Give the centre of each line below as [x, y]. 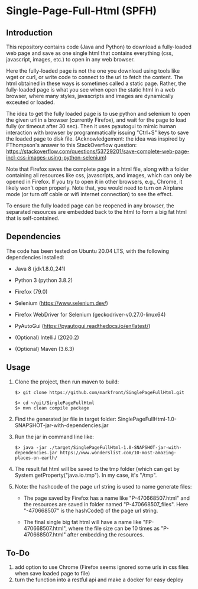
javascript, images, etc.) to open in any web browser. [70, 59]
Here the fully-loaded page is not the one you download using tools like [93, 71]
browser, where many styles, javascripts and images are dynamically [90, 96]
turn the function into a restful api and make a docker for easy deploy [99, 580]
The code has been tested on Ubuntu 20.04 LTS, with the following [88, 251]
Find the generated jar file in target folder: [66, 419]
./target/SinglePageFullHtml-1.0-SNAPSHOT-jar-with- [116, 447]
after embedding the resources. [106, 534]
